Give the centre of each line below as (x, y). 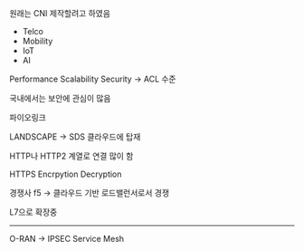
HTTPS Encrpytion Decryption (66, 174)
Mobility (38, 41)
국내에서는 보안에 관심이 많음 (60, 98)
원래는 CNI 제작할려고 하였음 (60, 13)
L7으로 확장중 (33, 212)
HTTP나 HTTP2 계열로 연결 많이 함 (71, 156)
